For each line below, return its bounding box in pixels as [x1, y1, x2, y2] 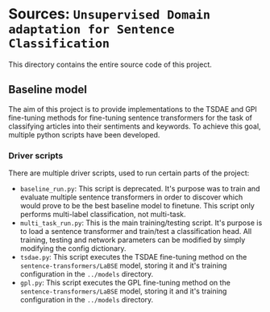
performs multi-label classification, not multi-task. [19, 210, 187, 220]
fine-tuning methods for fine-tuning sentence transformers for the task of [8, 113, 252, 122]
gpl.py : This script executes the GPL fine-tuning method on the [19, 278, 231, 288]
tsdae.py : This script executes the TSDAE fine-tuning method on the [19, 252, 247, 262]
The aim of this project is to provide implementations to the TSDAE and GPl [8, 104, 257, 113]
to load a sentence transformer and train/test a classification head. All [19, 227, 252, 236]
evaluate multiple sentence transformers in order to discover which [19, 192, 243, 202]
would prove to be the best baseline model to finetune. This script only [19, 201, 255, 211]
